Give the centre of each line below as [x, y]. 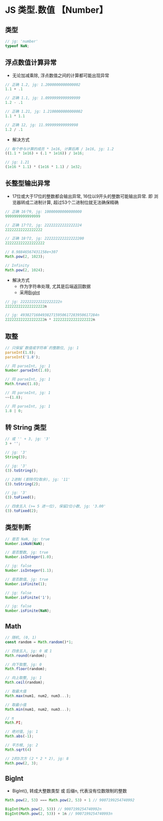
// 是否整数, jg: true [27, 552]
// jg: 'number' [22, 41]
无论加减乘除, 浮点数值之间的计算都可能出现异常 [60, 75]
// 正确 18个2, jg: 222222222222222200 [45, 239]
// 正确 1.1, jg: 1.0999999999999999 [43, 98]
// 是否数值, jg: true [27, 579]
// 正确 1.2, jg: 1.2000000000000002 [43, 85]
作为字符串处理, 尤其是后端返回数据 [55, 286]
